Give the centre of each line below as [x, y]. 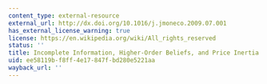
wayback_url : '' [35, 68]
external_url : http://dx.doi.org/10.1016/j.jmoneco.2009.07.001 [118, 23]
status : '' [26, 46]
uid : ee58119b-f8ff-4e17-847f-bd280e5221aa [82, 61]
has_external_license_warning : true [69, 30]
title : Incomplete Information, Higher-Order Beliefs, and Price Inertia [134, 53]
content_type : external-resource [64, 16]
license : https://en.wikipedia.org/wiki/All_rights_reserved [112, 38]
